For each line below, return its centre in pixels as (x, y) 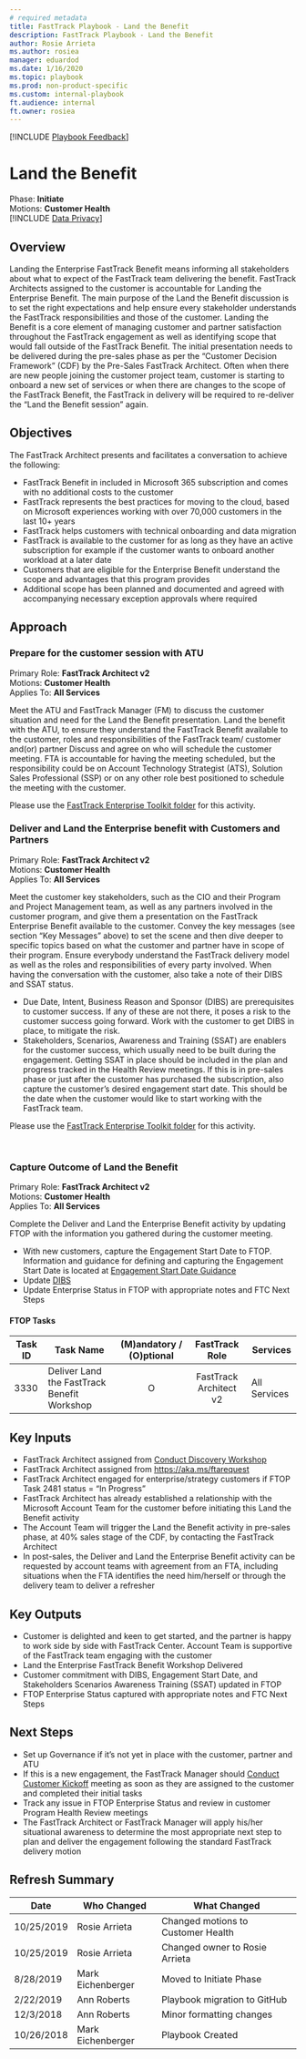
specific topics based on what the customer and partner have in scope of (147, 945)
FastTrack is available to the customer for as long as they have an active (158, 540)
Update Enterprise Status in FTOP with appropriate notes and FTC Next (156, 1290)
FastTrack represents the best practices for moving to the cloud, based (156, 501)
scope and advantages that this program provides (116, 579)
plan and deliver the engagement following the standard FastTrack (147, 1841)
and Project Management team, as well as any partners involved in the (141, 907)
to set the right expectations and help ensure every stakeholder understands (153, 307)
